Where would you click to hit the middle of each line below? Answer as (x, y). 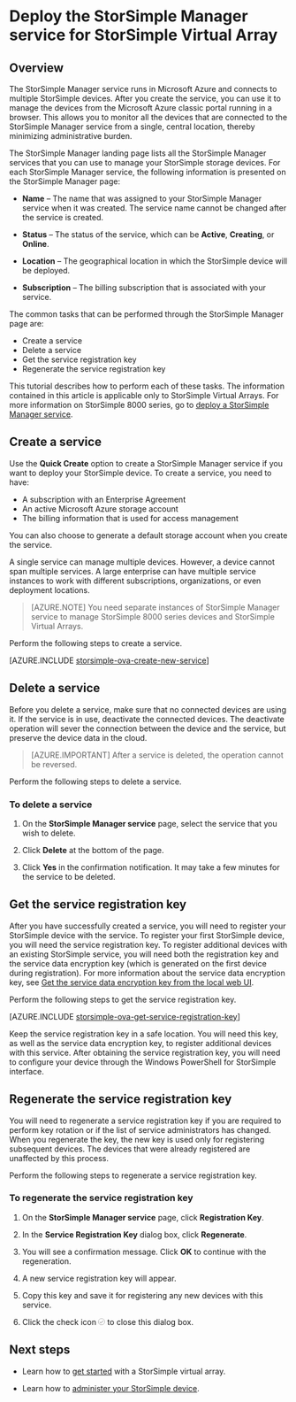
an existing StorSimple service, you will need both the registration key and (144, 954)
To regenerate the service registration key (101, 1198)
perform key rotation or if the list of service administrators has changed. (140, 1129)
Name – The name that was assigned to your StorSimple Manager (142, 198)
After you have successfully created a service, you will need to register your (148, 926)
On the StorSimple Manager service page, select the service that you (149, 823)
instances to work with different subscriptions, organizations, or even (135, 581)
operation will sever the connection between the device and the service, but (148, 728)
